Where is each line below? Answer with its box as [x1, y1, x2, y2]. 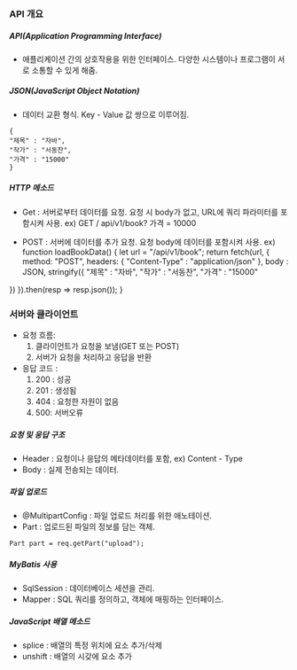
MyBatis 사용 [9, 558, 58, 569]
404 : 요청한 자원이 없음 [35, 396, 120, 407]
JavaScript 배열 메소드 [9, 616, 90, 627]
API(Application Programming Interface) [9, 30, 162, 41]
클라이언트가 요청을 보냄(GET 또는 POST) [35, 341, 180, 352]
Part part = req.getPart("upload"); [9, 539, 145, 549]
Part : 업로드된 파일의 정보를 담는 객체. [21, 521, 155, 533]
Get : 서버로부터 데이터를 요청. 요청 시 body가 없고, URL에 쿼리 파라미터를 [21, 206, 279, 217]
